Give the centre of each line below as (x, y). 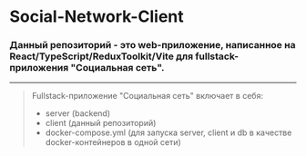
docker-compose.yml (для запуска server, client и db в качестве (168, 132)
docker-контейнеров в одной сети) (113, 142)
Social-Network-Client (97, 17)
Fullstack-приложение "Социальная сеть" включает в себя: (148, 96)
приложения (39, 68)
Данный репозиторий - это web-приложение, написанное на (153, 45)
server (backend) (78, 113)
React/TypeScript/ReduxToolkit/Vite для (102, 56)
